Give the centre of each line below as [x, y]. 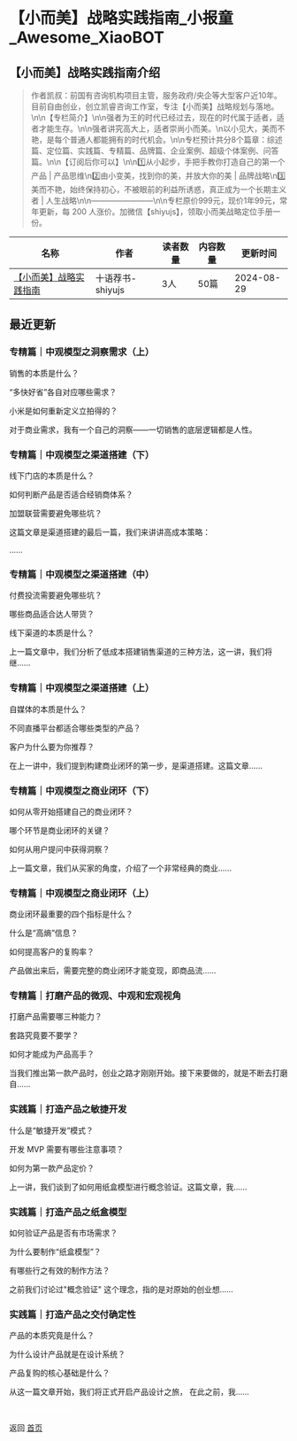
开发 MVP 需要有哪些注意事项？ [67, 1149]
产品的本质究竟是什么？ [52, 1336]
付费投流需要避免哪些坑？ [56, 595]
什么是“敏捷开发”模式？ [52, 1130]
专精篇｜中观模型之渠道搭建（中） [82, 574]
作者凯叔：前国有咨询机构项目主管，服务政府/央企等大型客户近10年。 [156, 95]
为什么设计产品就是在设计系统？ [67, 1354]
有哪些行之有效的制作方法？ [60, 1271]
